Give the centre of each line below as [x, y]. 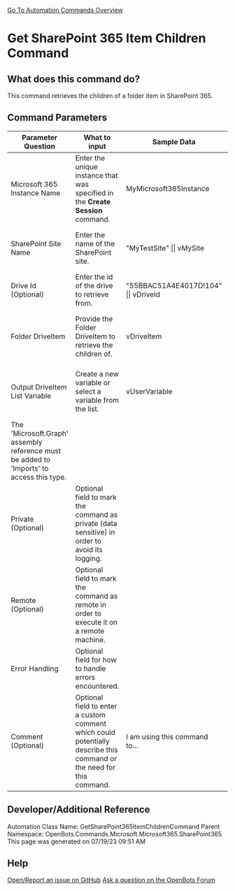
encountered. [97, 686]
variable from [97, 400]
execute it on [96, 622]
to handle [91, 669]
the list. [87, 408]
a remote [90, 631]
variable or [93, 383]
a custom [91, 715]
